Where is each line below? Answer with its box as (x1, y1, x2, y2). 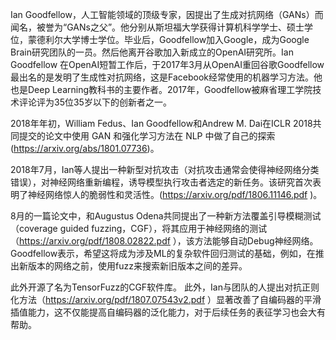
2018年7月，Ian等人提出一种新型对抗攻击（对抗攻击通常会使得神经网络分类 (10, 164, 320, 175)
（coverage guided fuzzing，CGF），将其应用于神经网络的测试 (10, 223, 268, 234)
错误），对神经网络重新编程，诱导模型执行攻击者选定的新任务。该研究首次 (10, 176, 313, 188)
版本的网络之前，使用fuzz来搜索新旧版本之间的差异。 (27, 260, 248, 272)
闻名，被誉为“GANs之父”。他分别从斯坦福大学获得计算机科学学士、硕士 (10, 21, 305, 33)
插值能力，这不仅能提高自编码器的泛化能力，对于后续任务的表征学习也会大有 (10, 306, 326, 318)
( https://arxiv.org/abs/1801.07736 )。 (10, 143, 160, 154)
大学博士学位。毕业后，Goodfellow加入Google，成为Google (62, 34, 310, 45)
